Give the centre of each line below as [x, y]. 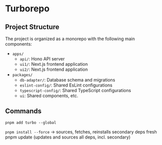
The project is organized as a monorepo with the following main [70, 39]
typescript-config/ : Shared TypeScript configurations [75, 90]
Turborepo [27, 9]
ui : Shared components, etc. [49, 96]
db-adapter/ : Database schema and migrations [67, 80]
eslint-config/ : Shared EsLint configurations [66, 85]
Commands [24, 111]
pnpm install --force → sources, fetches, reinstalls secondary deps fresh [81, 132]
